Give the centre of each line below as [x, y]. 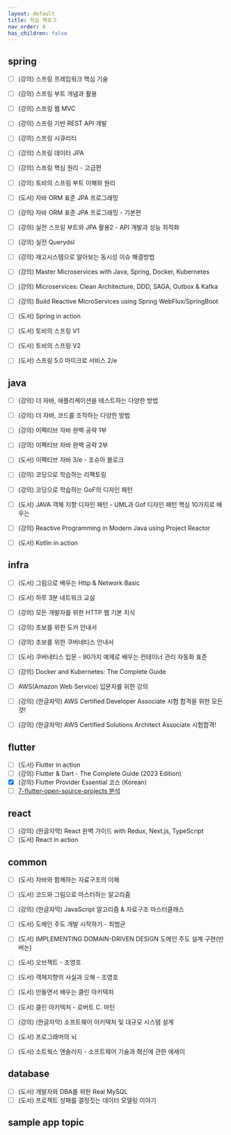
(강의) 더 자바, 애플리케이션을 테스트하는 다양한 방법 [88, 400]
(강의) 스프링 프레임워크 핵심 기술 [63, 79]
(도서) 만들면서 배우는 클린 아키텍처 [66, 992]
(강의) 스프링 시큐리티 [47, 138]
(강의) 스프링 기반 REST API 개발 [62, 123]
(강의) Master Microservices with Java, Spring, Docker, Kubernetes [114, 272]
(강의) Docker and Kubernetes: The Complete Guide [92, 671]
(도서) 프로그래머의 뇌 [47, 1036]
